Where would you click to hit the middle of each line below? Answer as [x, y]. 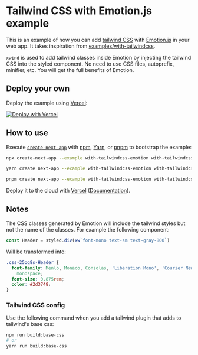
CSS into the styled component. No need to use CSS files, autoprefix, [90, 64]
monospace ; [30, 273]
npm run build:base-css [35, 335]
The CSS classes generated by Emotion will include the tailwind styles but [96, 223]
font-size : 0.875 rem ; [38, 279]
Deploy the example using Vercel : [47, 103]
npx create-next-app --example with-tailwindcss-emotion [77, 158]
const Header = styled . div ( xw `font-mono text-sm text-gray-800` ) [88, 240]
